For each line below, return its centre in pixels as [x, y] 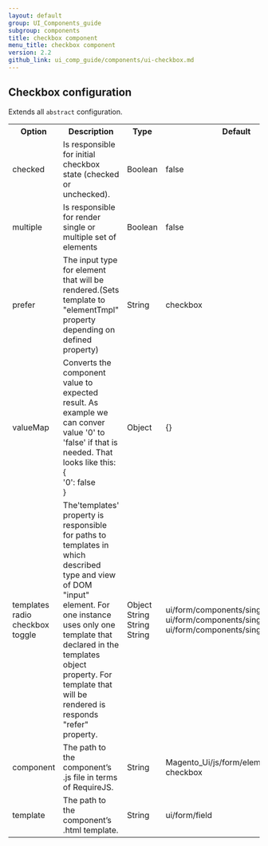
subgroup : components [44, 30]
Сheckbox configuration [70, 92]
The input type [90, 260]
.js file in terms [90, 777]
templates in [86, 545]
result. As [81, 402]
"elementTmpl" [91, 309]
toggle [24, 635]
